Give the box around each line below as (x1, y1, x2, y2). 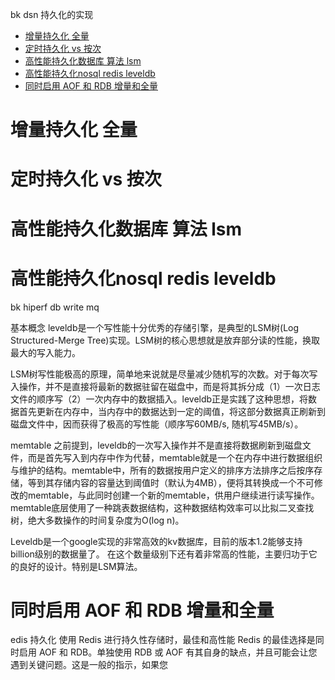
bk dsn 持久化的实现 (10, 9, 94, 20)
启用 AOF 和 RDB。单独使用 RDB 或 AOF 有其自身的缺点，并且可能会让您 (18, 646, 318, 658)
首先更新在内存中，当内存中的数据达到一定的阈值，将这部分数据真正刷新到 (18, 405, 326, 417)
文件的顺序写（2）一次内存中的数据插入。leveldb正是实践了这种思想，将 (10, 393, 309, 405)
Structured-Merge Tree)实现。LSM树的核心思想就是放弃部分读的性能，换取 (10, 334, 320, 346)
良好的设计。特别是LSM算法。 (18, 560, 143, 572)
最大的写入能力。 (10, 346, 81, 358)
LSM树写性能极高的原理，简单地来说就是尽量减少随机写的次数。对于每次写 (10, 368, 318, 380)
